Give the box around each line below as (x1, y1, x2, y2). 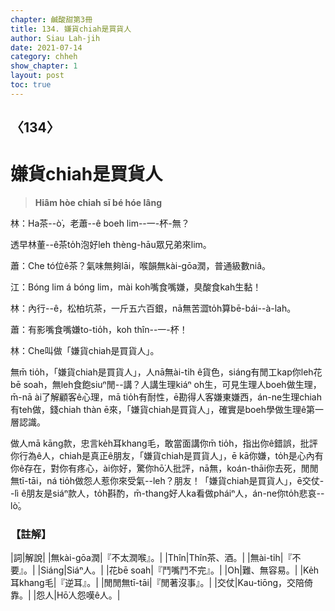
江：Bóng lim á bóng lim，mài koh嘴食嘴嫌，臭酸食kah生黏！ (10, 281, 262, 293)
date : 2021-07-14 (10, 42, 83, 53)
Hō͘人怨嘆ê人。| (56, 589, 121, 601)
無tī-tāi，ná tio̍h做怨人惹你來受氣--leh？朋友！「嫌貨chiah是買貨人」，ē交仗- (10, 475, 325, 487)
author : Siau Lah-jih (10, 33, 101, 43)
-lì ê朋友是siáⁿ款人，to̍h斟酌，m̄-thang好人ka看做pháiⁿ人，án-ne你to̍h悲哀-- (10, 487, 325, 500)
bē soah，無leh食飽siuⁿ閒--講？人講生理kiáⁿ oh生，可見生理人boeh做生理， (10, 379, 322, 391)
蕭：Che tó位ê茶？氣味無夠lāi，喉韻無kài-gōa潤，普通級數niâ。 (10, 260, 272, 272)
